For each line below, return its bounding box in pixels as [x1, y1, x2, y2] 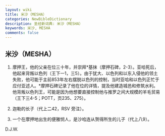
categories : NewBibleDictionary [5, 16, 72, 21]
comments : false [5, 30, 39, 35]
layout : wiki [5, 7, 32, 12]
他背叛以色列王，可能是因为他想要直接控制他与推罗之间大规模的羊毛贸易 [12, 89, 160, 95]
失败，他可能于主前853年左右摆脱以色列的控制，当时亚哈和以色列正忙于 [12, 76, 160, 82]
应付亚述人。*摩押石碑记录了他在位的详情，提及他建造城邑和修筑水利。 [12, 82, 158, 88]
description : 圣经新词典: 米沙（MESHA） [5, 21, 83, 26]
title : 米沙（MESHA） [5, 12, 47, 17]
